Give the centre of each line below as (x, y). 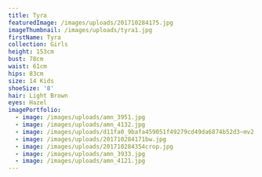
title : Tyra (27, 15)
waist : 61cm (27, 67)
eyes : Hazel (27, 103)
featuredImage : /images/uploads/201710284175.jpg (91, 23)
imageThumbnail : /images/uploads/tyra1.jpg (80, 30)
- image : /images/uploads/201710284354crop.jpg (95, 146)
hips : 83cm (26, 74)
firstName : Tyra (35, 37)
